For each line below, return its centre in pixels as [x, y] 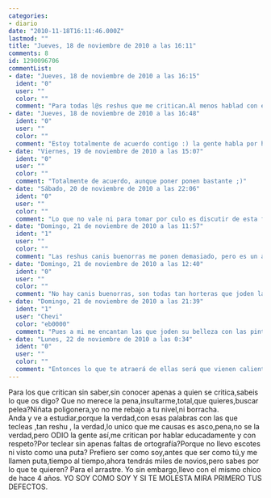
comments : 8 [28, 53]
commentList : [30, 69]
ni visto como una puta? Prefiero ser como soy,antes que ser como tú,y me [133, 452]
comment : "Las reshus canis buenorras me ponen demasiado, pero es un [137, 256]
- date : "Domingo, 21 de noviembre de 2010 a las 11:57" [106, 226]
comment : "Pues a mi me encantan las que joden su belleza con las [131, 331]
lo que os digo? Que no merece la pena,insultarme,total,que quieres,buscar [133, 400]
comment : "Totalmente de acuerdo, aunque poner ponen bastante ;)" [131, 181]
